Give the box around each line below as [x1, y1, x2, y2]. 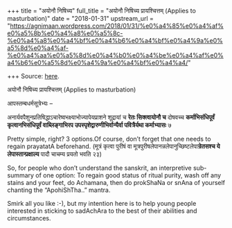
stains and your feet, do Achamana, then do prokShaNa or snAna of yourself [7, 179, 226, 186]
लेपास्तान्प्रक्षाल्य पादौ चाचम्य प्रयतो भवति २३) [7, 150, 102, 158]
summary [7, 171, 35, 179]
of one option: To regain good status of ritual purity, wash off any [35, 171, 222, 179]
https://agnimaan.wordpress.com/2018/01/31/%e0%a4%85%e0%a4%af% [10, 21, 224, 30]
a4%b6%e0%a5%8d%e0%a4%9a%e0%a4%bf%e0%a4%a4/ [7, 59, 188, 67]
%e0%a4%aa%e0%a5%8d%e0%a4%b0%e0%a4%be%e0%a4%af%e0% [7, 51, 224, 59]
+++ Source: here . [7, 72, 60, 80]
